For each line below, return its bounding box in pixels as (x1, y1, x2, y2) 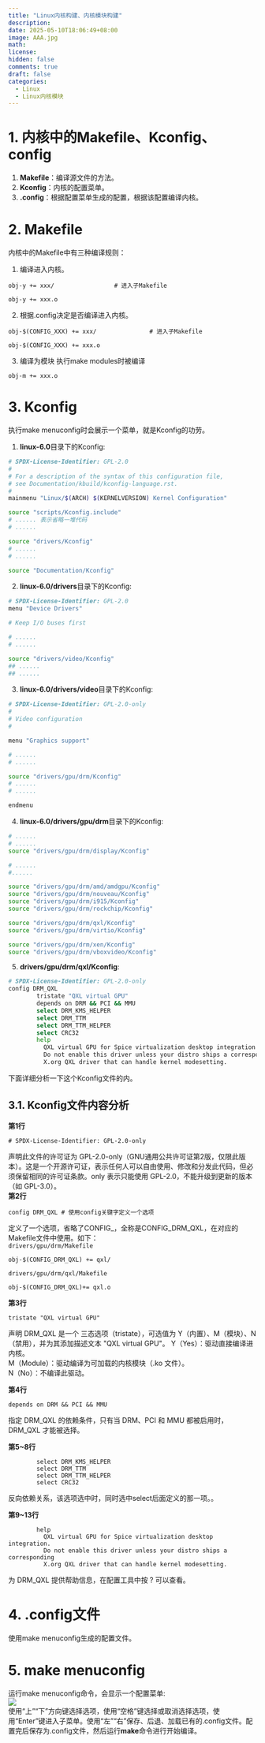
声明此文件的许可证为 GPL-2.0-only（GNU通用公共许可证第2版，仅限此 (8, 1151, 239, 1161)
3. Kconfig (8, 398, 77, 416)
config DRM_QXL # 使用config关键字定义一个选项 (8, 1208, 155, 1216)
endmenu (8, 801, 34, 809)
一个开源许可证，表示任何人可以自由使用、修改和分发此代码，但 (39, 1161, 247, 1171)
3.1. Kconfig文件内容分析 (8, 1099, 129, 1112)
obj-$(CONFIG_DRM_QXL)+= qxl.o (8, 1283, 111, 1291)
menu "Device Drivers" (8, 605, 83, 613)
